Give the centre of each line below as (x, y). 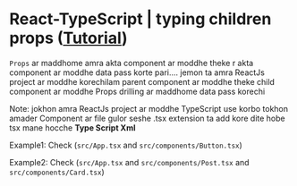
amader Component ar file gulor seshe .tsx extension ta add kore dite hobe (147, 118)
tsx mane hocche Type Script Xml (72, 127)
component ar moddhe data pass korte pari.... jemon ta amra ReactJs (137, 72)
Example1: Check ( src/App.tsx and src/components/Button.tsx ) (126, 145)
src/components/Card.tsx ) (57, 172)
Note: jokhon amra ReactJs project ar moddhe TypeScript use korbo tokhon (149, 108)
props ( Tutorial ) (68, 38)
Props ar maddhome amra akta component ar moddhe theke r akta (132, 63)
